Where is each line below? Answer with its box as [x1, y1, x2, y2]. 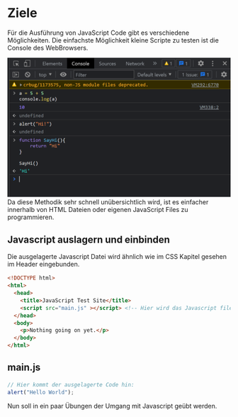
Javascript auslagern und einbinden [7, 233, 170, 245]
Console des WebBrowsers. [7, 43, 89, 52]
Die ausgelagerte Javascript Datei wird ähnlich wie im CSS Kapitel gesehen [7, 252, 227, 261]
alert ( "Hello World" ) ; [7, 389, 74, 396]
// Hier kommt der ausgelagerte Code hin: [7, 381, 135, 388]
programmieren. [7, 213, 55, 221]
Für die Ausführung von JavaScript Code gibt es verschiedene [7, 28, 190, 37]
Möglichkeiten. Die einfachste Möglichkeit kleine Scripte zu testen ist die [7, 35, 220, 44]
